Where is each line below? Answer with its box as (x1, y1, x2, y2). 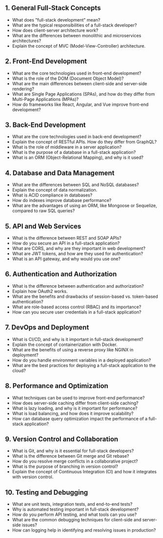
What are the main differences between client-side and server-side (12, 80, 147, 86)
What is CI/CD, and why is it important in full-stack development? (12, 336, 143, 342)
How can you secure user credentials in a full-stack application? (12, 309, 142, 315)
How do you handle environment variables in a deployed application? (12, 357, 151, 363)
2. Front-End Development (5, 57, 87, 66)
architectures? (12, 38, 41, 44)
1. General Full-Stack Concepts (5, 4, 101, 12)
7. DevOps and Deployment (5, 323, 89, 332)
